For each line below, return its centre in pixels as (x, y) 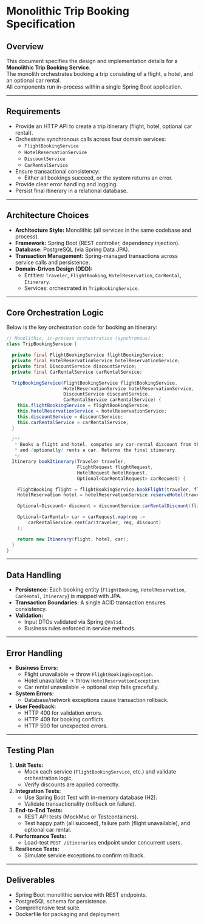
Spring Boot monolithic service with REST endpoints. (81, 895)
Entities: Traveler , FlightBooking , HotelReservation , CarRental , (103, 275)
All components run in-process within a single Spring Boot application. (94, 87)
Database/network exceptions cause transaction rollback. (96, 700)
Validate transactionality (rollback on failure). (80, 804)
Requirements (33, 111)
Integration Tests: (38, 791)
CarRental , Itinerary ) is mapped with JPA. (68, 596)
